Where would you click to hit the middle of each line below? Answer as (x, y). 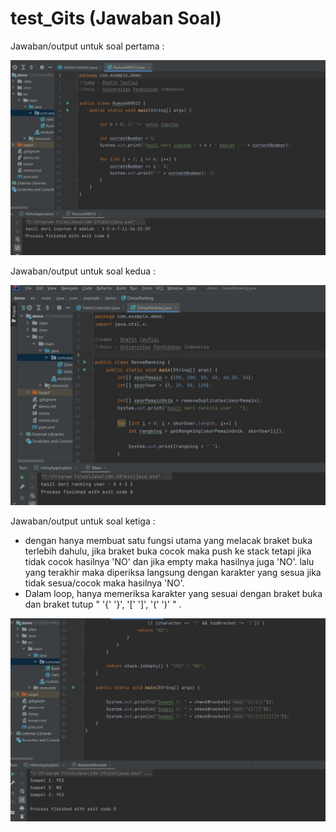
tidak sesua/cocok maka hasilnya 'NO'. (104, 583)
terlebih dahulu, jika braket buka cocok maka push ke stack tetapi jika (168, 551)
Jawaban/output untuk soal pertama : (87, 46)
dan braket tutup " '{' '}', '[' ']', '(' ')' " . (103, 604)
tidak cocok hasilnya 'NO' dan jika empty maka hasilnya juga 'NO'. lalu (169, 562)
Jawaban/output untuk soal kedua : (83, 271)
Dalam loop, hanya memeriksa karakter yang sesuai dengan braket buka (173, 594)
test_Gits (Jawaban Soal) (116, 18)
